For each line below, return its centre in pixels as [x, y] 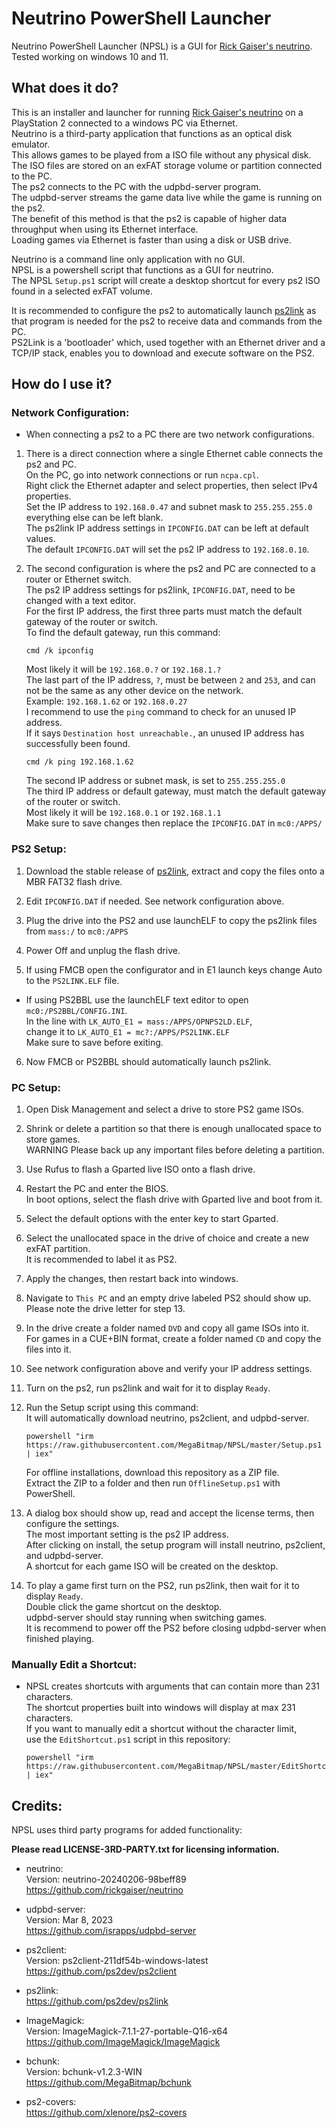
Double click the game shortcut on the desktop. [124, 1607]
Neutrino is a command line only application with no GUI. [128, 259]
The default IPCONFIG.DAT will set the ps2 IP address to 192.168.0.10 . [167, 549]
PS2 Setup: [39, 849]
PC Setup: [36, 1087]
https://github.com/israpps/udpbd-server [111, 1931]
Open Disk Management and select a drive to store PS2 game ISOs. [164, 1109]
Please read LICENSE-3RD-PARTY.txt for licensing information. [145, 1849]
